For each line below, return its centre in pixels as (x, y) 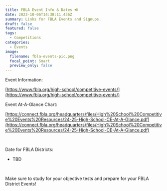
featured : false (22, 28)
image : (12, 51)
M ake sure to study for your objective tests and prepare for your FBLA (77, 178)
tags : (11, 33)
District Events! (21, 184)
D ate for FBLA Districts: (29, 149)
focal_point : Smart (30, 61)
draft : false (19, 24)
